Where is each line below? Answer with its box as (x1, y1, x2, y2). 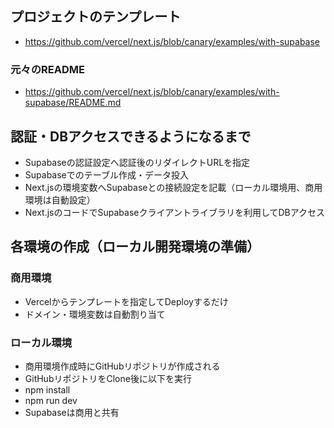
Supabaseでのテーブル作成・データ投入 (24, 168, 189, 181)
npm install (24, 383, 71, 396)
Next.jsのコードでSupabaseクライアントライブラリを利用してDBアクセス (24, 206, 326, 218)
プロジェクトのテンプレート (10, 8, 182, 26)
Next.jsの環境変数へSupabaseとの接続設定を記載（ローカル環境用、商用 (24, 181, 323, 193)
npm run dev (24, 394, 78, 406)
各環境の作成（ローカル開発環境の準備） (10, 238, 260, 256)
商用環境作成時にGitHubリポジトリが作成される (24, 360, 221, 372)
